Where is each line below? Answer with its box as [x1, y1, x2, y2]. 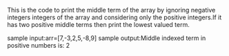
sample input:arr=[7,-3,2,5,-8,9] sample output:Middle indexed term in [7, 34, 206, 42]
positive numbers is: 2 [7, 41, 70, 49]
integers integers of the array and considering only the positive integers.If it [7, 13, 222, 21]
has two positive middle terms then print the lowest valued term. [7, 21, 190, 28]
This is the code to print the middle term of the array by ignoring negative [7, 6, 216, 14]
